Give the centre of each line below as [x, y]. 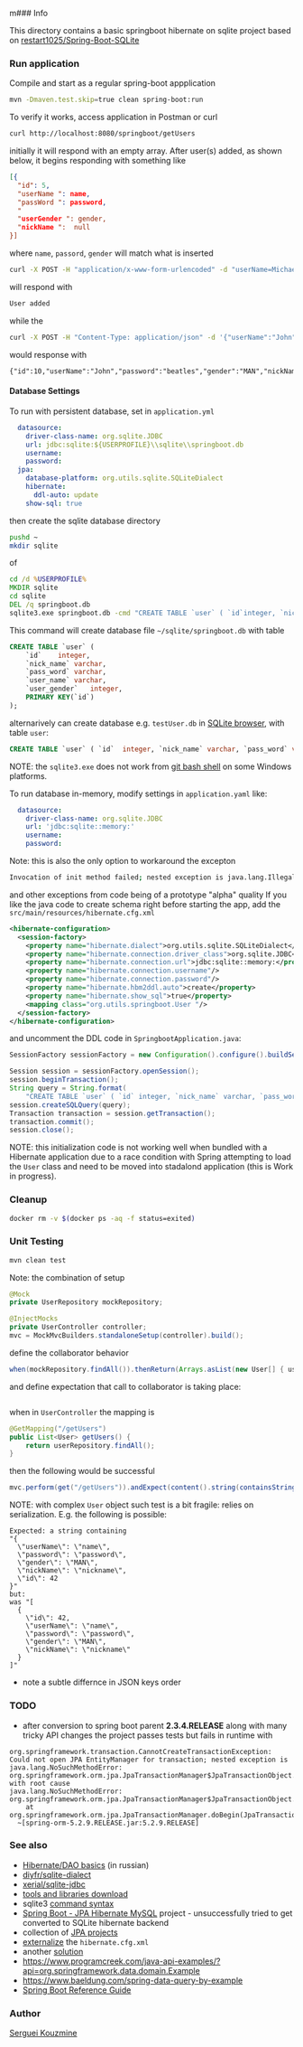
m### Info [28, 13]
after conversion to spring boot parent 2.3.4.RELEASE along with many [155, 1725]
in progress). [33, 1176]
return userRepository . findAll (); [90, 1445]
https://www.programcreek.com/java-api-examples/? [121, 1961]
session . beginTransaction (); [64, 1080]
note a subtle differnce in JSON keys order [102, 1682]
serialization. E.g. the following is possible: [88, 1515]
